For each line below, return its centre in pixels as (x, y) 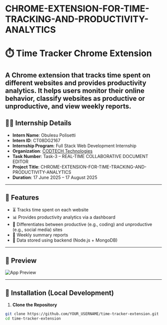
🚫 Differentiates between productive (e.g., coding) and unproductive (82, 225)
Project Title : (26, 166)
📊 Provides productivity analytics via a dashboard (64, 217)
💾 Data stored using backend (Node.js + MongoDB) (65, 240)
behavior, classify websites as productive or (75, 98)
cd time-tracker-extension (33, 319)
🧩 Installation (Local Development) (60, 293)
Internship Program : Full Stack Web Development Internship (74, 146)
